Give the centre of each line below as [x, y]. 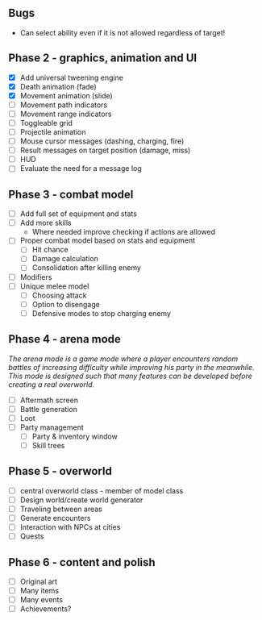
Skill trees [48, 445]
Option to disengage [66, 304]
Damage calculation [65, 259]
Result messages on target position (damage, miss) [105, 150]
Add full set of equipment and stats [78, 214]
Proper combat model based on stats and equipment [108, 240]
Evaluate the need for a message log [81, 169]
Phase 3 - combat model [71, 194]
